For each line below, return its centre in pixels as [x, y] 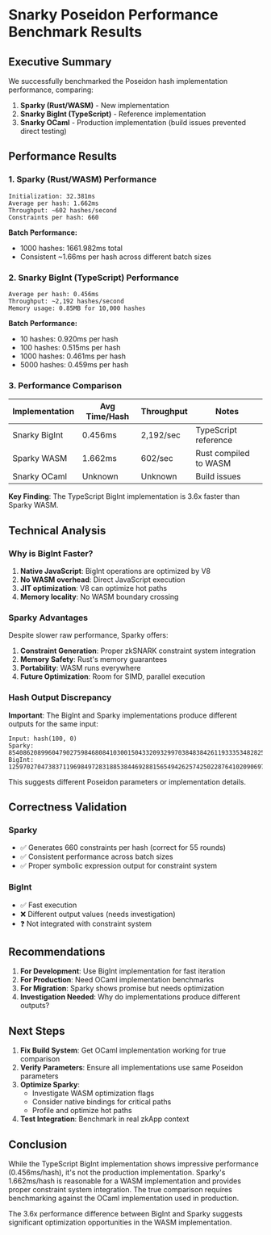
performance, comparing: [51, 90]
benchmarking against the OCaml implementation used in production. [124, 1198]
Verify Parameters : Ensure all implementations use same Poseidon [131, 1068]
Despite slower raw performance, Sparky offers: [88, 635]
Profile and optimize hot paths [82, 1111]
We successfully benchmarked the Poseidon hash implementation [118, 81]
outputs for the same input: [53, 723]
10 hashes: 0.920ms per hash [69, 339]
